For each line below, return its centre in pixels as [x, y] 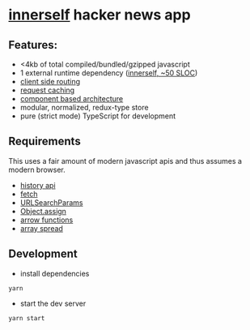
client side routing [50, 81]
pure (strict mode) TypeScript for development [98, 116]
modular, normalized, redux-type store [84, 107]
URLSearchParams [51, 202]
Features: [33, 45]
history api [38, 185]
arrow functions [47, 220]
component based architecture [72, 99]
